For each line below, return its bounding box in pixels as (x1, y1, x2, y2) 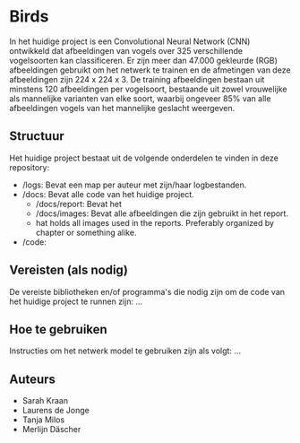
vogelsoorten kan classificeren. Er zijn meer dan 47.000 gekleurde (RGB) (9, 55, 278, 65)
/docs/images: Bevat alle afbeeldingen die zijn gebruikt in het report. (35, 208, 289, 219)
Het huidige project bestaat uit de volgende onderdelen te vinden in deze (9, 152, 279, 163)
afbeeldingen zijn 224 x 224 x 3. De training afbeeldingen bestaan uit (9, 74, 265, 84)
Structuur (9, 128, 64, 144)
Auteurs (9, 371, 56, 387)
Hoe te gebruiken (9, 321, 107, 337)
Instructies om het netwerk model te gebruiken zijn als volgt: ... (9, 345, 242, 356)
